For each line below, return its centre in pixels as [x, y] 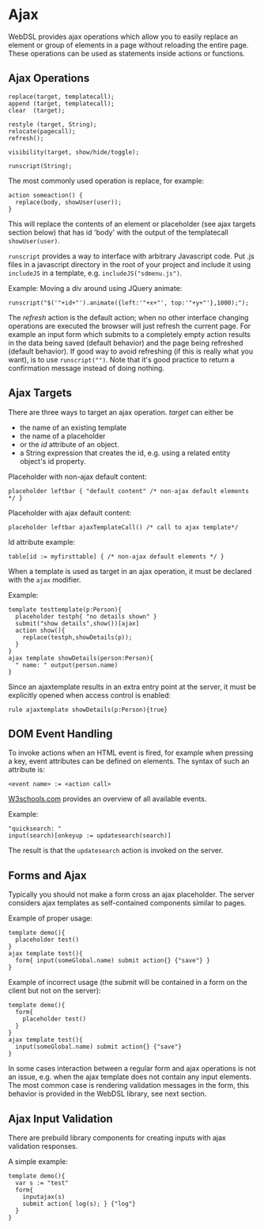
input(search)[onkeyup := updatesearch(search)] [90, 836]
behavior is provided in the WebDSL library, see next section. [107, 1094]
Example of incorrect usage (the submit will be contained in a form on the [128, 982]
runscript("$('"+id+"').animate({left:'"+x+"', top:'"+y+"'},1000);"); [128, 303]
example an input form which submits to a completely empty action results [130, 334]
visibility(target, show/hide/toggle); [74, 152]
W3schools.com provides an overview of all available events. [107, 799]
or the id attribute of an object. [70, 444]
